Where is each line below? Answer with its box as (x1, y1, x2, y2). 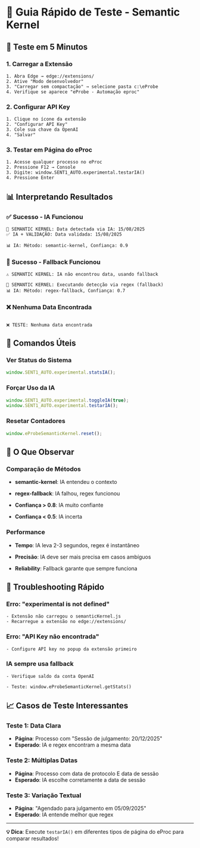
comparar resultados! (6, 835, 59, 842)
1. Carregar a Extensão (6, 60, 73, 68)
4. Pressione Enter (6, 175, 55, 181)
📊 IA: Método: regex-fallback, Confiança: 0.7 (6, 288, 126, 294)
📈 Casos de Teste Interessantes (6, 701, 129, 711)
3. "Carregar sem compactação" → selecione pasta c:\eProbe (6, 84, 159, 90)
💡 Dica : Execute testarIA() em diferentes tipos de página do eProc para (6, 828, 185, 835)
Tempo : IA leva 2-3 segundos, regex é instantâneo (14, 541, 140, 548)
